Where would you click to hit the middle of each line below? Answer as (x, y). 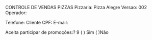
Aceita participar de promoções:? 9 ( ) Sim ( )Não (57, 32)
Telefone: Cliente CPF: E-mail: (37, 23)
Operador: (16, 13)
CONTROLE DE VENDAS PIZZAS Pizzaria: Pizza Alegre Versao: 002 (76, 7)
